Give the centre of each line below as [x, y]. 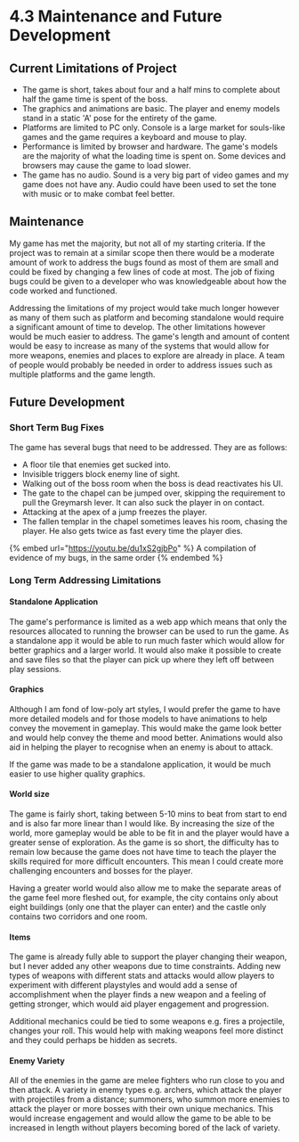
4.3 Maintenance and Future [116, 16]
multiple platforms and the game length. [82, 374]
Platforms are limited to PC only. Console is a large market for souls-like [154, 127]
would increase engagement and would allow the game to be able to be [140, 1118]
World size [29, 794]
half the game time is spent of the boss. [95, 99]
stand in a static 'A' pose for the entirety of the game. [119, 118]
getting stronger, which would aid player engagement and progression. [139, 1004]
